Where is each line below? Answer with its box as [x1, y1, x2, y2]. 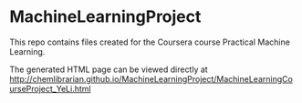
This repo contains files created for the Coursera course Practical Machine [9, 36, 290, 47]
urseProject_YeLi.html [9, 83, 91, 94]
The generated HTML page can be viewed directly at [9, 64, 208, 75]
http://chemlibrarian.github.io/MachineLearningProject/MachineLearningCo [9, 73, 294, 84]
